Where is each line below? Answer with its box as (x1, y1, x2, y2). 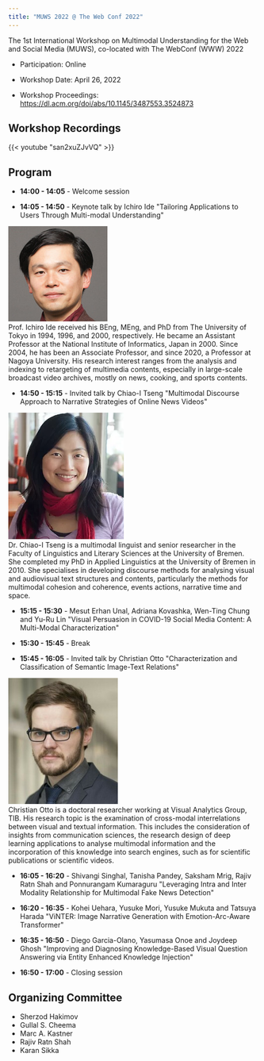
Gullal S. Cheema (19, 1021, 77, 1030)
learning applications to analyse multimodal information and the (8, 839, 216, 848)
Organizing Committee (8, 990, 123, 1004)
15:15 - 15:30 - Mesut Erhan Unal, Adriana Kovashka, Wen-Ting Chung (19, 606, 251, 616)
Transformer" (19, 921, 64, 930)
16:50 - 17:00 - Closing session (19, 968, 123, 978)
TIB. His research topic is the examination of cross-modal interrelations (8, 813, 240, 823)
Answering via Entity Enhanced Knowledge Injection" (19, 952, 194, 962)
